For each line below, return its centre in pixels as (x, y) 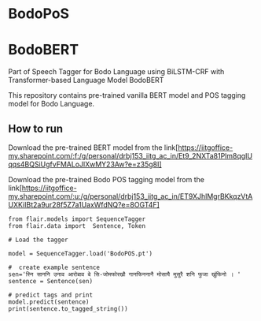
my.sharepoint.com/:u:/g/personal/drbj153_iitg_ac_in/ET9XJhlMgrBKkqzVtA (130, 196)
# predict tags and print (50, 295)
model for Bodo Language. (51, 104)
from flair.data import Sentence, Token (77, 226)
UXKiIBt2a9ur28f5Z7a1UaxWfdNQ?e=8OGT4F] (84, 204)
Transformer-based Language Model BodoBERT (86, 80)
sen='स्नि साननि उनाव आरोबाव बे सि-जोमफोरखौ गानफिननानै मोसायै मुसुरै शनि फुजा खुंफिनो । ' (125, 274)
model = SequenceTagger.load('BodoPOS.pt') (81, 253)
